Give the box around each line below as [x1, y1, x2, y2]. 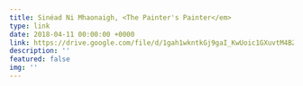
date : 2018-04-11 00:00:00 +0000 [9, 30, 135, 39]
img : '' [9, 64, 39, 73]
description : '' [9, 47, 70, 56]
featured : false [9, 55, 70, 64]
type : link [9, 21, 50, 30]
